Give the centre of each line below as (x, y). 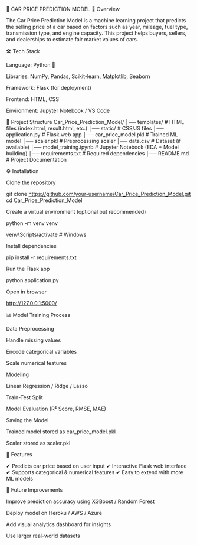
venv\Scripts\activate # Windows (46, 234)
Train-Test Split (24, 397)
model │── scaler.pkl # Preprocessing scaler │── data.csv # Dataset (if (94, 141)
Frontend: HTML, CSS (33, 99)
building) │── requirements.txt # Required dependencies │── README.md (98, 153)
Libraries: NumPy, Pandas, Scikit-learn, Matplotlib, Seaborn (78, 76)
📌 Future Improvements (35, 490)
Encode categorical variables (42, 352)
